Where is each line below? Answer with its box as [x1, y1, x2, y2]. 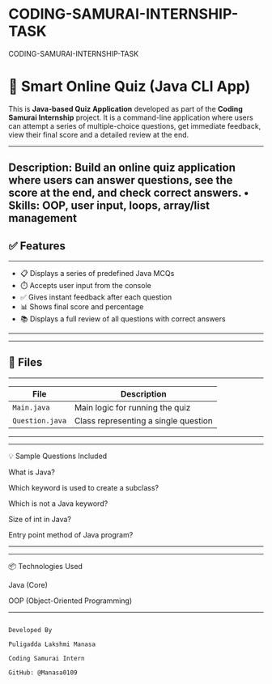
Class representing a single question [74, 414, 213, 426]
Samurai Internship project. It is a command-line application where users [8, 113, 253, 122]
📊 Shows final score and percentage [19, 302, 144, 312]
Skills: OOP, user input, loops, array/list [8, 199, 210, 213]
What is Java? [8, 467, 55, 477]
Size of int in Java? [8, 514, 71, 524]
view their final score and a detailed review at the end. [8, 130, 189, 139]
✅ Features [8, 239, 66, 253]
